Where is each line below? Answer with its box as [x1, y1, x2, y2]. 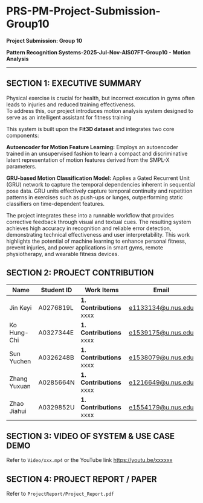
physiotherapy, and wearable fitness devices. [6, 250, 120, 257]
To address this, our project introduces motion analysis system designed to [6, 107, 193, 114]
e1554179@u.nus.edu [129, 403, 194, 411]
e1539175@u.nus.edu [129, 328, 194, 336]
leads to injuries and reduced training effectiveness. [6, 101, 136, 108]
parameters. [6, 162, 37, 170]
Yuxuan [9, 382, 31, 390]
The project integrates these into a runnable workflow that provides [6, 211, 174, 219]
